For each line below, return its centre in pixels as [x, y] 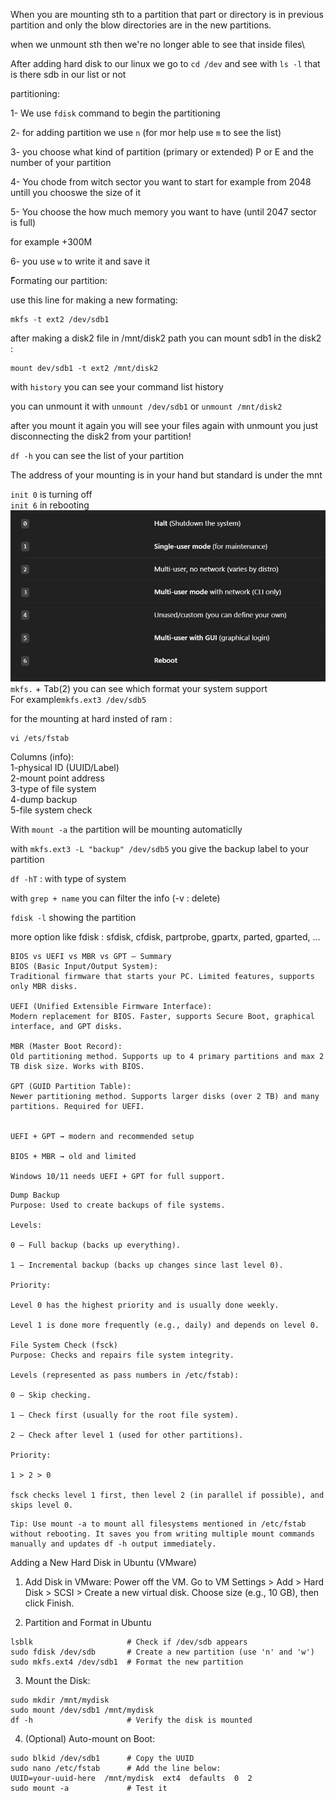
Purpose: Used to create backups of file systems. [118, 1205]
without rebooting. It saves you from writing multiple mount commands [162, 1534]
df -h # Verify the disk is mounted [131, 1720]
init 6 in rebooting [50, 505]
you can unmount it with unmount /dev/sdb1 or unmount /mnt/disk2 [146, 406]
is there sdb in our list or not [68, 74]
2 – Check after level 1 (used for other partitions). [127, 1435]
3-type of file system [53, 788]
